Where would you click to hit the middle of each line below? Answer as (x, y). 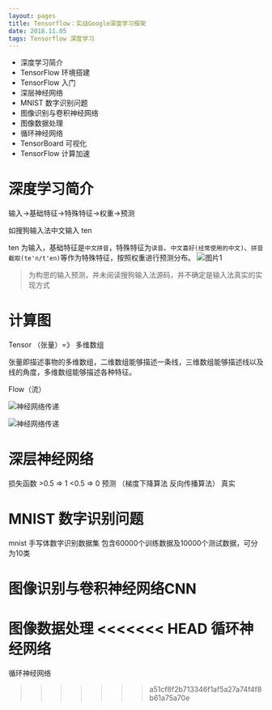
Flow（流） (27, 389)
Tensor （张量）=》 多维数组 (56, 345)
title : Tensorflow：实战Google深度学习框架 (77, 23)
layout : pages (32, 16)
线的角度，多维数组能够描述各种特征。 (72, 372)
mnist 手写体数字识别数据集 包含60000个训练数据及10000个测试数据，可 (130, 543)
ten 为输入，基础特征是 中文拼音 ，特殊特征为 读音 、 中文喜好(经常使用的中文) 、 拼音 (136, 248)
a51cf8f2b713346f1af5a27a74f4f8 (206, 690)
